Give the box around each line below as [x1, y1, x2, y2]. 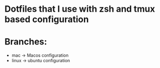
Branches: [4, 36, 47, 47]
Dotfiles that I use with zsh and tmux [4, 3, 156, 15]
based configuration [4, 14, 89, 25]
